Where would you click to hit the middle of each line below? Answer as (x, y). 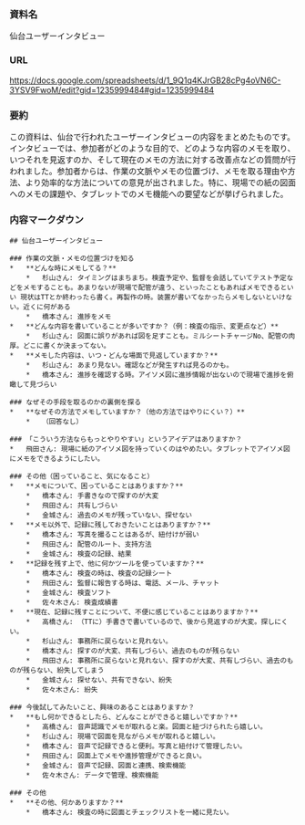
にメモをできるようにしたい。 (57, 459)
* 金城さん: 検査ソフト (69, 593)
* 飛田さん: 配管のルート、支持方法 (89, 545)
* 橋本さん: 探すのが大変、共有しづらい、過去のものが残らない (132, 651)
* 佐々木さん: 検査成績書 (72, 603)
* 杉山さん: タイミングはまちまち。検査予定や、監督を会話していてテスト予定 (156, 278)
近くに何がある (46, 308)
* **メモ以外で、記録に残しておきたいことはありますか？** (110, 525)
